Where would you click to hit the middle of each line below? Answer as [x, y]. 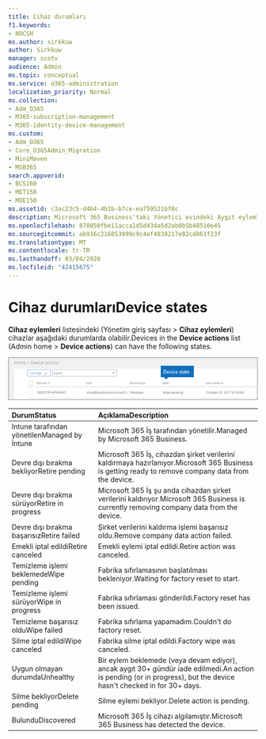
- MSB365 [23, 167]
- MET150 [23, 192]
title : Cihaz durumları [47, 17]
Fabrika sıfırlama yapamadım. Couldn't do [165, 621]
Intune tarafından [40, 426]
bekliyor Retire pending [48, 471]
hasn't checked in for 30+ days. [150, 686]
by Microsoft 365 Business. [142, 439]
